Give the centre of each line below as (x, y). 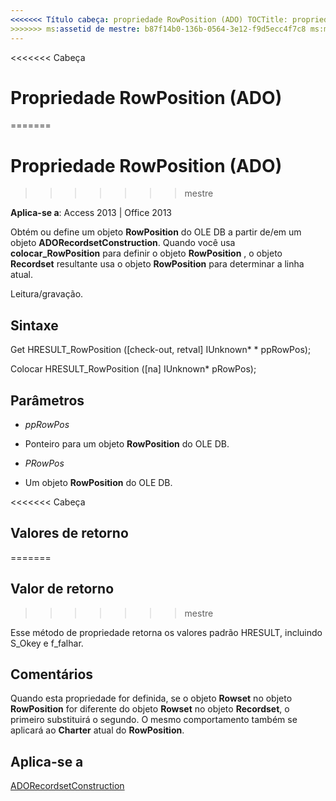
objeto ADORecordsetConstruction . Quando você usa (123, 243)
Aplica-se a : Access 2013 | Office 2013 (91, 213)
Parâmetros (47, 400)
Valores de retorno (69, 533)
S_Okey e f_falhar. (47, 643)
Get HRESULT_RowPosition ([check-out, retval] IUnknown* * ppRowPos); (161, 350)
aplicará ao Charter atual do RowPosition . (97, 730)
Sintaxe (34, 325)
